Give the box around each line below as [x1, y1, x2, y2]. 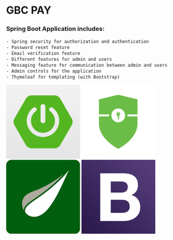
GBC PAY [6, 4, 51, 17]
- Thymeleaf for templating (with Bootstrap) [6, 74, 120, 80]
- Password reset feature [6, 45, 70, 51]
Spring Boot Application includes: [6, 25, 105, 33]
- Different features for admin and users [6, 57, 112, 63]
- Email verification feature [6, 51, 81, 57]
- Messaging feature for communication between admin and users [6, 63, 168, 69]
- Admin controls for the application [6, 69, 102, 74]
